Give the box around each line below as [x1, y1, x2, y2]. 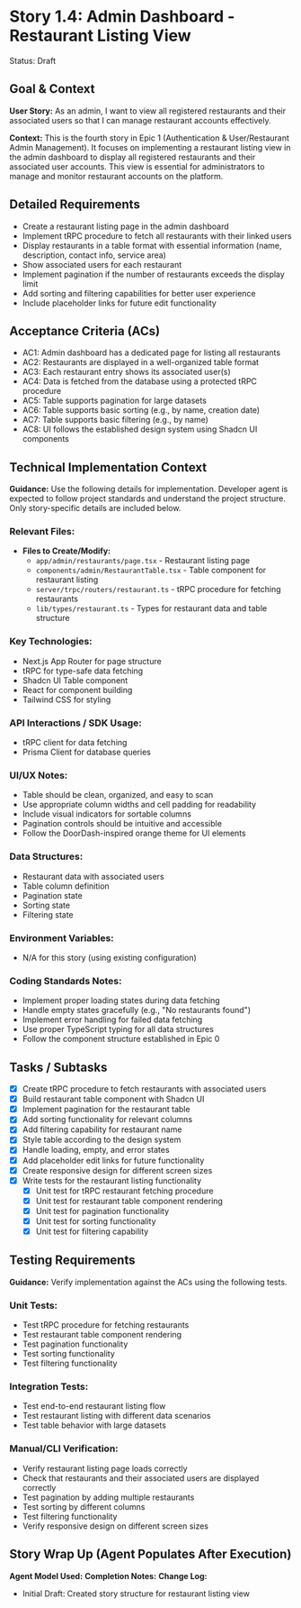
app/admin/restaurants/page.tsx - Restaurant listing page [35, 555, 250, 566]
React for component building [22, 684, 133, 695]
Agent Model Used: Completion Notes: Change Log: [9, 1570, 208, 1581]
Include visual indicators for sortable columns [22, 809, 191, 819]
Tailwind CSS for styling [22, 694, 111, 705]
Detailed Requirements [9, 196, 141, 213]
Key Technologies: [9, 635, 93, 648]
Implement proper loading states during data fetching [22, 995, 220, 1006]
